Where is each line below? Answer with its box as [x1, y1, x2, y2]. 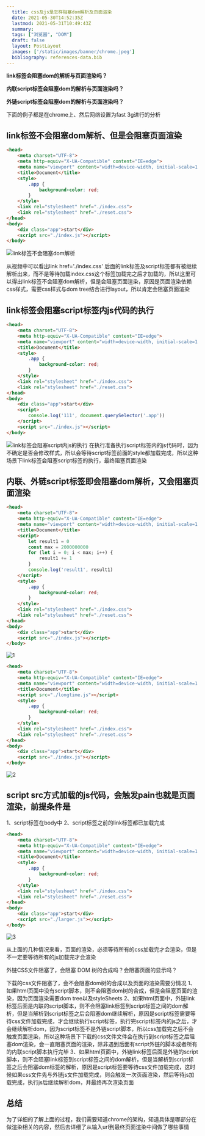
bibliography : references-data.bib [12, 54, 103, 60]
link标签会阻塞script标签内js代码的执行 [6, 305, 154, 315]
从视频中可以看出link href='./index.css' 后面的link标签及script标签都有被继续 [6, 263, 197, 270]
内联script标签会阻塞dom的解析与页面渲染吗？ [6, 85, 124, 92]
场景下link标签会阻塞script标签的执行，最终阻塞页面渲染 [6, 456, 148, 464]
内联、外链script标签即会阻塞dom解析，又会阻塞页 [6, 476, 199, 487]
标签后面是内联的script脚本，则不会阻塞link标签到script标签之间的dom [6, 1002, 183, 1010]
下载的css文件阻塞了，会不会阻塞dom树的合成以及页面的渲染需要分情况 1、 [6, 979, 196, 986]
